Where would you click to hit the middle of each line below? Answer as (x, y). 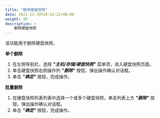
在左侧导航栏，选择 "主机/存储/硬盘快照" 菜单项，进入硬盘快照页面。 (83, 64)
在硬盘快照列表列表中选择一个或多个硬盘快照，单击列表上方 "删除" (81, 98)
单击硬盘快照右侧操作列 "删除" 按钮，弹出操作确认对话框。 (73, 71)
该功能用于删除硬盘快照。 (31, 43)
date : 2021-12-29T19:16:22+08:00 (40, 14)
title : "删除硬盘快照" (26, 10)
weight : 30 (16, 19)
